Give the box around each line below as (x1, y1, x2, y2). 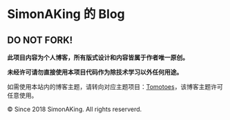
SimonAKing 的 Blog (7, 6, 126, 22)
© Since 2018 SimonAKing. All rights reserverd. (7, 105, 142, 113)
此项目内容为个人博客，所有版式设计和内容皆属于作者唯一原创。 (7, 53, 189, 61)
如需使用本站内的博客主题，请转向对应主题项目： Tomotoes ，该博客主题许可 (7, 83, 223, 90)
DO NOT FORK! (7, 34, 73, 46)
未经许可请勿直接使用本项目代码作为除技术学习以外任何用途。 (7, 68, 183, 76)
